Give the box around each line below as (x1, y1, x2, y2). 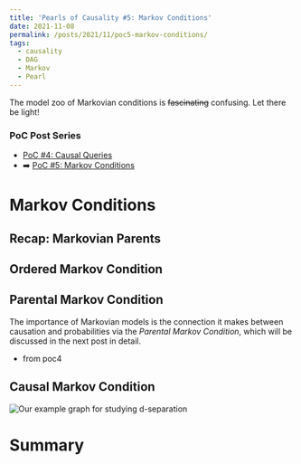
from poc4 (22, 353, 62, 364)
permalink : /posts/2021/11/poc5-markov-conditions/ (9, 30, 208, 39)
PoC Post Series (9, 128, 81, 141)
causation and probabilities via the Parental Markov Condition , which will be (9, 326, 292, 336)
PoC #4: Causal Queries (22, 150, 113, 161)
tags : (9, 38, 30, 48)
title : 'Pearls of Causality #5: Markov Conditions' (9, 13, 212, 23)
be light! (9, 106, 40, 118)
